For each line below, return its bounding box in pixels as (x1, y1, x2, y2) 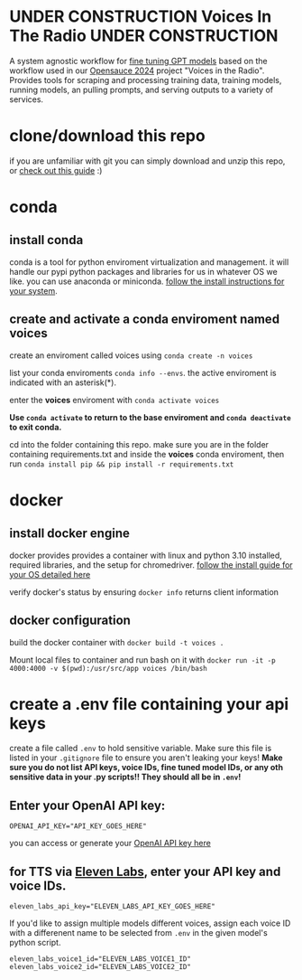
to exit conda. (9, 421, 62, 432)
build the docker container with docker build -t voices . (9, 636, 224, 647)
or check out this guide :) (9, 165, 103, 175)
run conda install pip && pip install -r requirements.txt (9, 458, 234, 469)
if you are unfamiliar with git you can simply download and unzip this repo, (9, 155, 286, 166)
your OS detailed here (9, 569, 91, 580)
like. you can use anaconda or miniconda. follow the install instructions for (9, 276, 285, 287)
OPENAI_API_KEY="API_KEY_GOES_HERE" (9, 822, 147, 831)
